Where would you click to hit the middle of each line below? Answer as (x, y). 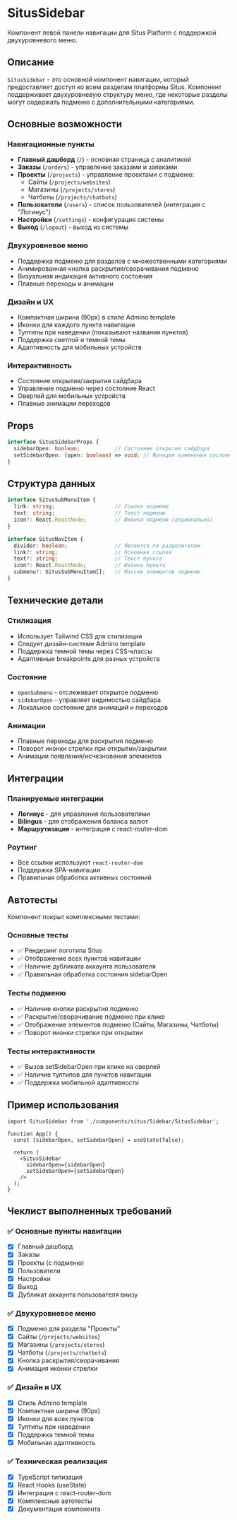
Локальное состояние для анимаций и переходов (92, 707)
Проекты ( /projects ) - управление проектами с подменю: (106, 175)
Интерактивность (39, 366)
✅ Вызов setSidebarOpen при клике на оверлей (89, 1066)
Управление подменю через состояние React (86, 388)
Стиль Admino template (52, 1403)
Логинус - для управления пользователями (84, 814)
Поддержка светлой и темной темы (71, 340)
